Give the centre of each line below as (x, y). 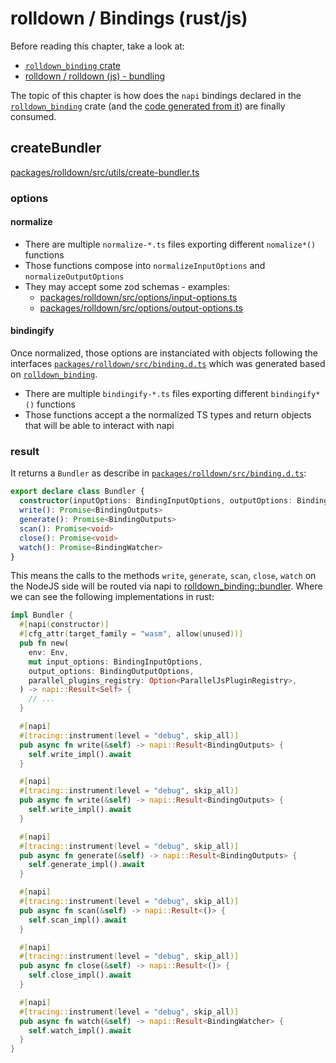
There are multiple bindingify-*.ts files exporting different (146, 394)
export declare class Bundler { (77, 492)
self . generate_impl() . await (86, 865)
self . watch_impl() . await (80, 1030)
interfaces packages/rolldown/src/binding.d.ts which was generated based (168, 364)
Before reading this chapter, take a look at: (97, 46)
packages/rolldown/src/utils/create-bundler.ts (105, 172)
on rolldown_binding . (54, 374)
